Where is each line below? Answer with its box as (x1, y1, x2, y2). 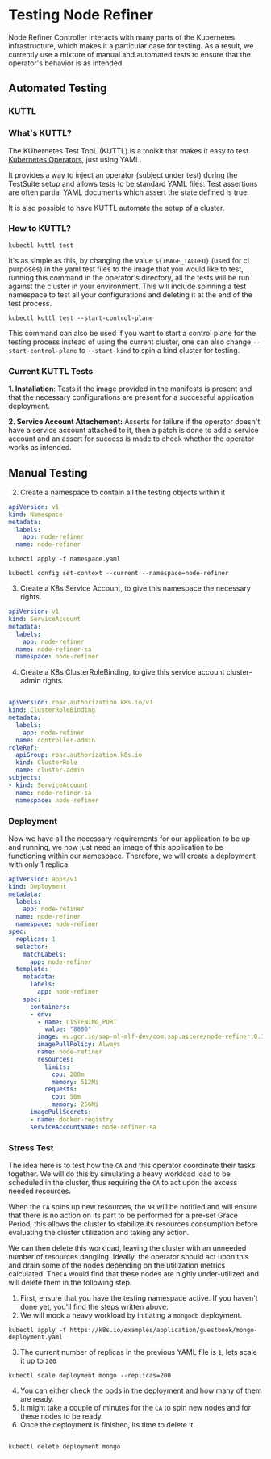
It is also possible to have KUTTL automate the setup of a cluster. (8, 203, 225, 212)
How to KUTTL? (8, 223, 71, 234)
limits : (44, 1062, 70, 1071)
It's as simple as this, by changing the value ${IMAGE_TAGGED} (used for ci (8, 255, 250, 265)
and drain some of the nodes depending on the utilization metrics (8, 1260, 226, 1270)
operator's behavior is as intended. (8, 58, 125, 68)
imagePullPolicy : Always (37, 1041, 121, 1049)
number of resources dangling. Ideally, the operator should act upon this (8, 1251, 249, 1261)
